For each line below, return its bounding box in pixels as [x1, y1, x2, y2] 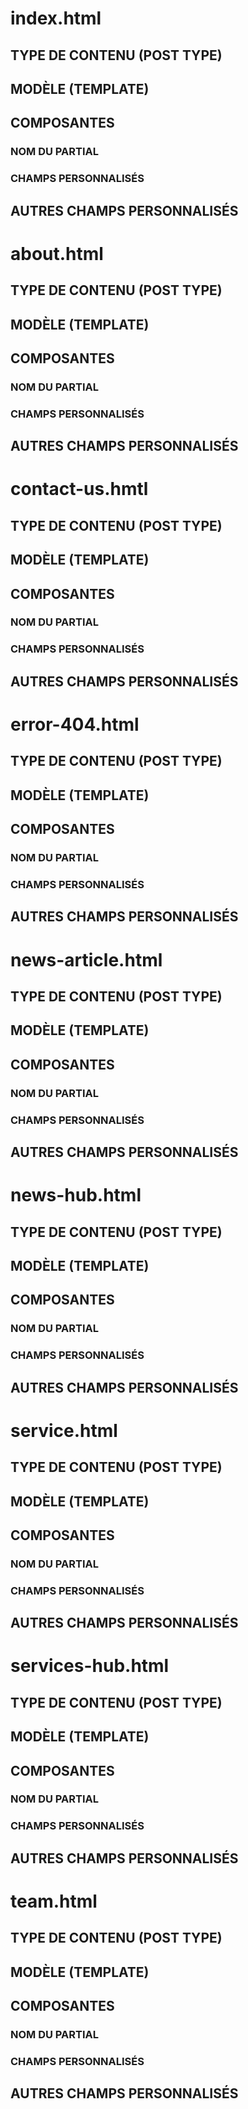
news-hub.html [10, 1184, 142, 1207]
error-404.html [10, 713, 140, 736]
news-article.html [10, 948, 163, 971]
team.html [10, 1890, 98, 1912]
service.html [10, 1419, 118, 1442]
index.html [10, 7, 102, 30]
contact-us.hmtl [10, 478, 149, 501]
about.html [10, 242, 104, 265]
